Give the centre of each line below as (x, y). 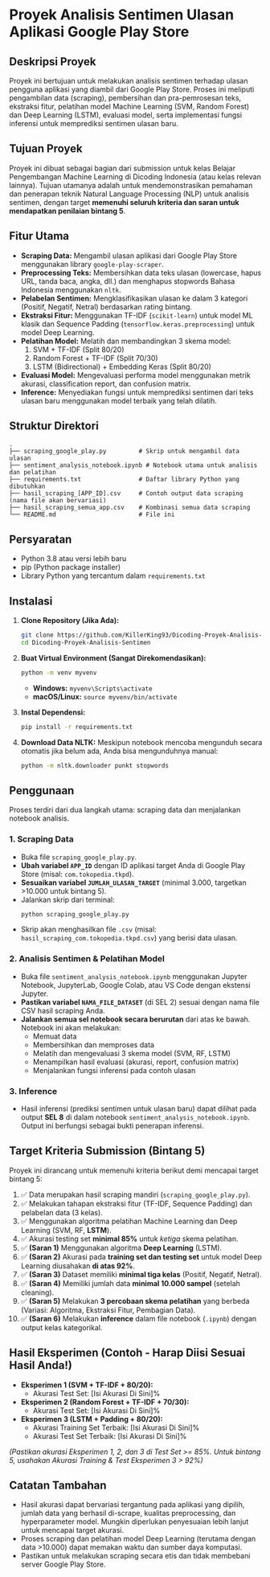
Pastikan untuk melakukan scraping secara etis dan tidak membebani (135, 1556)
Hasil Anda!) (41, 1365)
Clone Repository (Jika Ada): (70, 621)
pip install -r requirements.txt (77, 727)
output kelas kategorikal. (61, 1327)
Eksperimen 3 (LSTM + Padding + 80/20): (92, 1419)
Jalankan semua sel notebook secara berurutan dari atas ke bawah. (135, 1019)
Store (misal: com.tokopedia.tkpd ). (78, 874)
